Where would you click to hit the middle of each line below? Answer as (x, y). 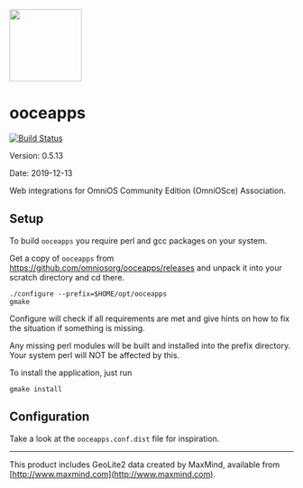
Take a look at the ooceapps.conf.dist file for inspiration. (115, 438)
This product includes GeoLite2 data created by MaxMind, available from (145, 465)
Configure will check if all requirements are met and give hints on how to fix (150, 318)
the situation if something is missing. (78, 327)
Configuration (50, 417)
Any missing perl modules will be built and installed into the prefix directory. (150, 345)
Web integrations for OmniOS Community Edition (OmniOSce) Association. (148, 190)
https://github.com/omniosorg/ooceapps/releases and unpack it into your (146, 267)
